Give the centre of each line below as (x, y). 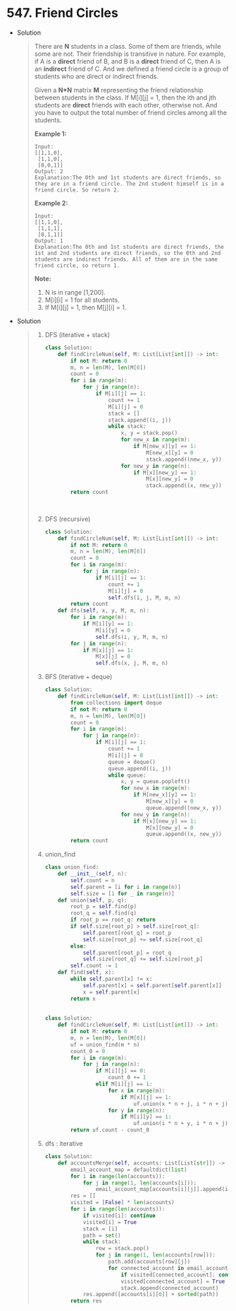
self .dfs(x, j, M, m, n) (132, 663)
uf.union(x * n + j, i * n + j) (180, 1104)
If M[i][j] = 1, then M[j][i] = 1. (86, 307)
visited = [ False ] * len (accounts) (122, 1203)
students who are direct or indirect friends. (97, 76)
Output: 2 (49, 171)
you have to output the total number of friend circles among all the (130, 112)
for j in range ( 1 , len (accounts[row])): (156, 1255)
